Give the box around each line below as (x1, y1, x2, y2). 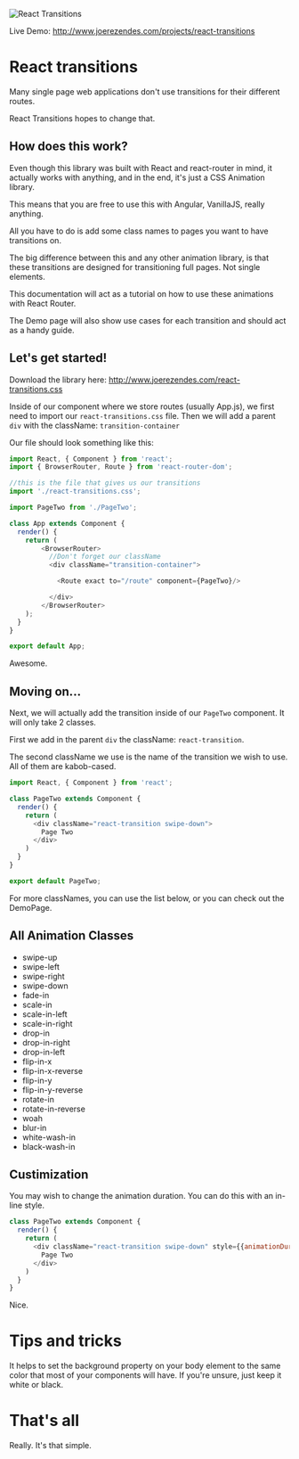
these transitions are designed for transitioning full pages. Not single (9, 261, 261, 272)
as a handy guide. (9, 324, 75, 335)
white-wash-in (21, 1132, 77, 1143)
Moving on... (9, 684, 82, 699)
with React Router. (9, 298, 77, 308)
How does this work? (9, 139, 128, 154)
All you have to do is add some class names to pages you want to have (9, 225, 269, 236)
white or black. (9, 1380, 64, 1390)
